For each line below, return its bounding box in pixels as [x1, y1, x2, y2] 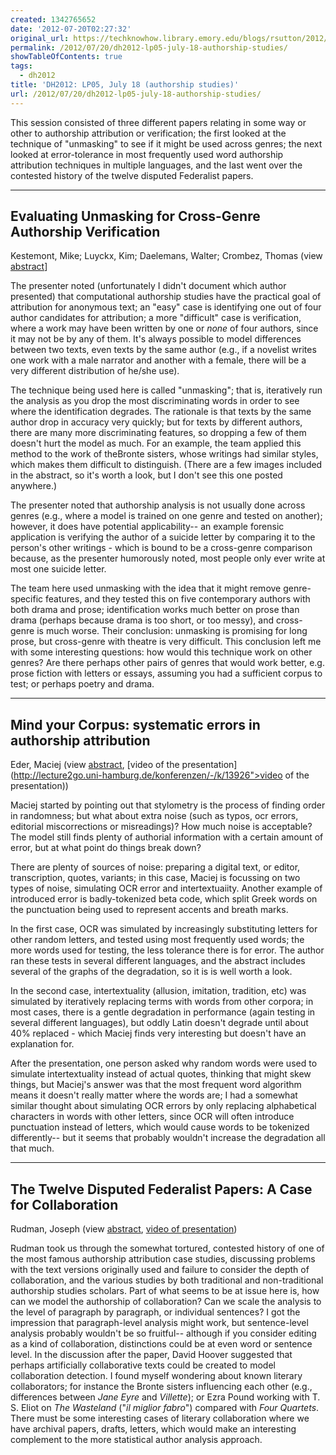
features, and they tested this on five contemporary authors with [45, 593, 311, 605]
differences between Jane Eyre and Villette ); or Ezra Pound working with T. [10, 1391, 321, 1403]
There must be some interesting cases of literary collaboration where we [10, 1412, 310, 1425]
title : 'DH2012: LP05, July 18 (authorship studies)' [10, 80, 240, 90]
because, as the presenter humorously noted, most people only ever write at [10, 552, 326, 565]
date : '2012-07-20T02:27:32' [10, 24, 132, 34]
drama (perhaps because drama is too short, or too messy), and [10, 614, 275, 626]
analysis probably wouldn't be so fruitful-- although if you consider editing [10, 1327, 317, 1340]
